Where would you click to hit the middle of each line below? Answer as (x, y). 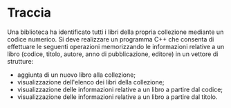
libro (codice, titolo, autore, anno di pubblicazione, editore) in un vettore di (113, 54)
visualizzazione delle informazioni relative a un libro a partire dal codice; (120, 89)
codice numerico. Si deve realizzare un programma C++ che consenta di (111, 39)
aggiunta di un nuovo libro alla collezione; (76, 75)
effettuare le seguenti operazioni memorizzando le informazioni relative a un (116, 46)
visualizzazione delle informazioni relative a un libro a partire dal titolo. (117, 97)
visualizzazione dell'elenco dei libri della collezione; (91, 82)
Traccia (29, 13)
